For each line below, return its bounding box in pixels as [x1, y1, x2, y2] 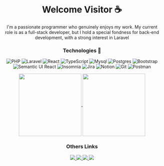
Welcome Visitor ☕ [42, 4, 122, 15]
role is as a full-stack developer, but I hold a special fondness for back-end [4, 29, 159, 35]
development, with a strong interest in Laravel [34, 34, 129, 40]
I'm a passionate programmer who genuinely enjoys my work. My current [6, 23, 157, 30]
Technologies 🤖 [62, 47, 101, 54]
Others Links [66, 143, 98, 150]
